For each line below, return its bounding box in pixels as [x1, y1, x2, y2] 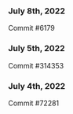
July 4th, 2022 [8, 80, 66, 91]
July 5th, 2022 [8, 43, 65, 54]
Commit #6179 [8, 24, 55, 33]
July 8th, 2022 [8, 6, 65, 17]
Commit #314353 [8, 61, 64, 70]
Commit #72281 [8, 98, 60, 108]
